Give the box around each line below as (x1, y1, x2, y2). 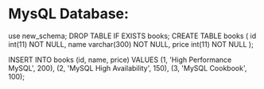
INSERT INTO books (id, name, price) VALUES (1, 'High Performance (8, 55, 232, 64)
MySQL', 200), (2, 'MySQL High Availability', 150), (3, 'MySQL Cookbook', (8, 63, 247, 72)
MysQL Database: (8, 5, 130, 23)
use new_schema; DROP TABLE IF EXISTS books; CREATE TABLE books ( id (8, 31, 257, 41)
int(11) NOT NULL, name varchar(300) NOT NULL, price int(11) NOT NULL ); (8, 39, 254, 48)
